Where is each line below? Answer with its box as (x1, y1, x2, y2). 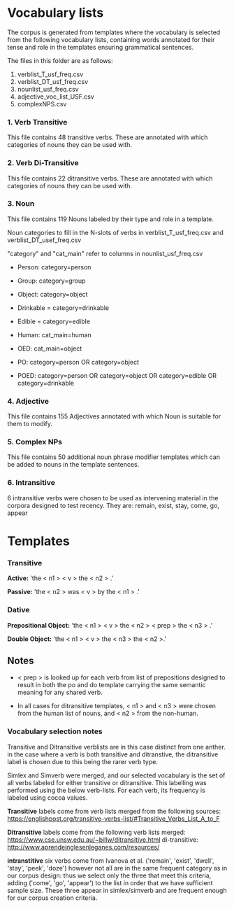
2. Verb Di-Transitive (7, 158, 79, 168)
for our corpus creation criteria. (7, 894, 98, 902)
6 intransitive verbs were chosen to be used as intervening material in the (7, 493, 219, 502)
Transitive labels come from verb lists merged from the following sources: (7, 807, 221, 815)
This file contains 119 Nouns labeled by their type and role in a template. (7, 215, 214, 223)
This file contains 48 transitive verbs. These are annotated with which (7, 133, 208, 141)
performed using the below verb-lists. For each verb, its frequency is (7, 786, 206, 794)
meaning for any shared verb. (17, 688, 103, 697)
